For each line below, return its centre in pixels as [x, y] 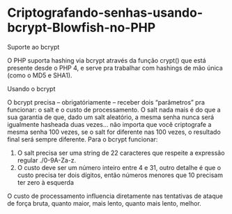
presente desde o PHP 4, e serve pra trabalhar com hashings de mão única [115, 68]
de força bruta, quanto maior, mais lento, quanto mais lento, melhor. [105, 203]
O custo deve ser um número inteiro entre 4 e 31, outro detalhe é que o [119, 167]
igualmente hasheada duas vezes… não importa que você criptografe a [109, 124]
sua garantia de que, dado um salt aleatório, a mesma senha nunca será [111, 117]
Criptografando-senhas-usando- [105, 13]
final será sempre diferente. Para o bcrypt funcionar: [83, 139]
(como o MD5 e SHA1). [40, 75]
